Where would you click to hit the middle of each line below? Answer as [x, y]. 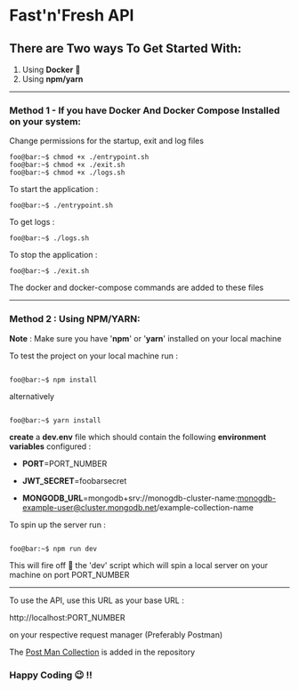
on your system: [45, 121]
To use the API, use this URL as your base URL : [97, 600]
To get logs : [32, 222]
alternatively [32, 396]
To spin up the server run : [58, 525]
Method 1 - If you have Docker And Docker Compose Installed [145, 110]
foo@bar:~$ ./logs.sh [49, 238]
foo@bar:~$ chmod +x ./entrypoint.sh [79, 157]
